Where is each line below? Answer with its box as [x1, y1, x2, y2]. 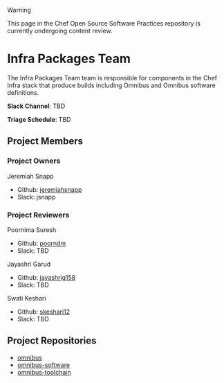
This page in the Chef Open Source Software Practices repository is [7, 19, 200, 27]
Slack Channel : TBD [7, 102, 66, 110]
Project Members [7, 135, 84, 148]
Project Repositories [7, 335, 97, 347]
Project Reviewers [7, 210, 70, 220]
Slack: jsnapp [17, 193, 56, 201]
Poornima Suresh [7, 225, 57, 234]
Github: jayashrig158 [17, 273, 76, 281]
